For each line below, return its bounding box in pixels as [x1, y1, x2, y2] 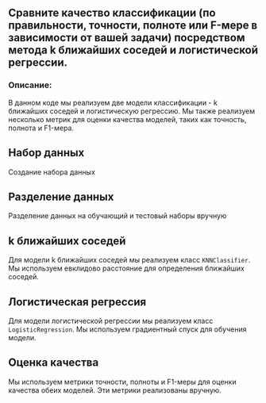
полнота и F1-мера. [8, 123, 74, 132]
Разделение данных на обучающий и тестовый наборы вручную [8, 211, 227, 221]
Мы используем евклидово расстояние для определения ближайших [8, 263, 245, 273]
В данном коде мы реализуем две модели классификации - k [8, 98, 218, 107]
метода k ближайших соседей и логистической [8, 44, 259, 57]
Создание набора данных [8, 167, 95, 177]
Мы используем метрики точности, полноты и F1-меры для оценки [8, 377, 237, 386]
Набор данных [8, 146, 85, 159]
